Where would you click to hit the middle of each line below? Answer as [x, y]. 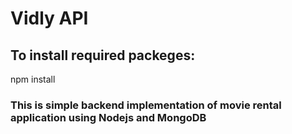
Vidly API [49, 18]
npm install [33, 79]
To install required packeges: [103, 55]
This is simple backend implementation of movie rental [146, 105]
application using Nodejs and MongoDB [108, 117]
